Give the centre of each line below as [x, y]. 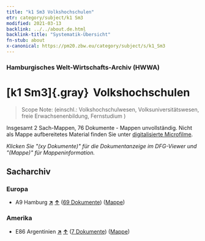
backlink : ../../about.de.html [46, 29]
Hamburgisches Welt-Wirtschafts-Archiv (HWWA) [83, 67]
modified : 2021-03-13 [34, 23]
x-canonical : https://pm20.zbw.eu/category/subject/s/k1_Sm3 [86, 46]
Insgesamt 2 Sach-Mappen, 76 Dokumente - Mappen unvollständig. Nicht [99, 128]
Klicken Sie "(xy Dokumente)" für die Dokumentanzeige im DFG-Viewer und [102, 146]
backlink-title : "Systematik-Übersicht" [59, 35]
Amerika [19, 218]
